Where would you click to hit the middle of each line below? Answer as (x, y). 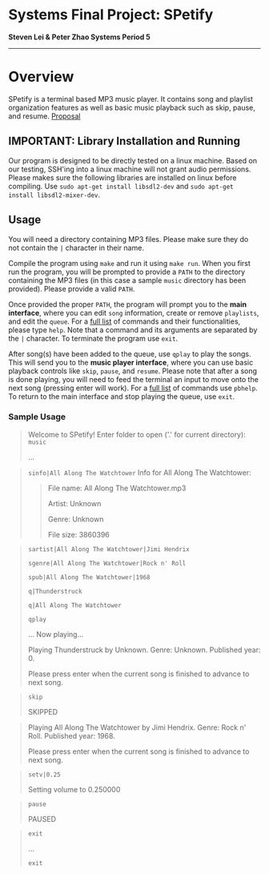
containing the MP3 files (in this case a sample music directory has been (127, 280)
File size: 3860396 (79, 534)
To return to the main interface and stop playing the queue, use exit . (122, 396)
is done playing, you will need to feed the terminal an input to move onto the (133, 379)
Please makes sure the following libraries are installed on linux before (122, 177)
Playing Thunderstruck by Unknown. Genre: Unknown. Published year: (144, 650)
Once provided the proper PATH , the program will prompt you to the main (127, 304)
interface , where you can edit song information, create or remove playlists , (134, 312)
